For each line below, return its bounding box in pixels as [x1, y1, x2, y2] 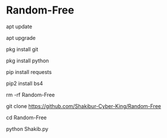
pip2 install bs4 [6, 80, 43, 87]
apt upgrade [6, 34, 36, 41]
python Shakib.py [6, 125, 49, 132]
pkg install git [6, 45, 39, 53]
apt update [6, 23, 32, 30]
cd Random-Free [6, 114, 47, 121]
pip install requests [6, 68, 52, 75]
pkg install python [6, 57, 49, 64]
